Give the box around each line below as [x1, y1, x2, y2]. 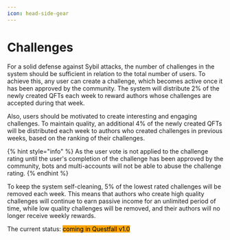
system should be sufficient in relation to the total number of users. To [7, 69, 206, 77]
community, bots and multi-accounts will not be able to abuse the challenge [7, 162, 222, 170]
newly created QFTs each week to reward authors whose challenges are [7, 91, 211, 99]
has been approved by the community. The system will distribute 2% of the [7, 84, 220, 93]
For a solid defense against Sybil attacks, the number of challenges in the [7, 62, 215, 71]
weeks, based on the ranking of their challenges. [7, 134, 146, 142]
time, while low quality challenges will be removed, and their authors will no [7, 204, 221, 213]
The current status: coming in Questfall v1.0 [7, 224, 130, 233]
